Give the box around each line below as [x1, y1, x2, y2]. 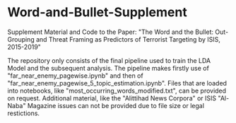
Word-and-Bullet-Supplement [7, 4, 187, 20]
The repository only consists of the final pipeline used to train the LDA [7, 56, 211, 64]
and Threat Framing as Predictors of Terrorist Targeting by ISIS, [35, 35, 221, 43]
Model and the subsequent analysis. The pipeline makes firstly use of [7, 64, 210, 72]
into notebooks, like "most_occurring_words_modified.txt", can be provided [7, 86, 227, 95]
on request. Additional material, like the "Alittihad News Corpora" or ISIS [7, 93, 217, 102]
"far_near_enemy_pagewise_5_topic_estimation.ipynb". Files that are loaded [7, 78, 228, 87]
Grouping [7, 35, 35, 43]
